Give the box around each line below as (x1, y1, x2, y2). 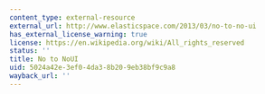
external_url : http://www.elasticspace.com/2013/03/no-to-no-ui (9, 21, 257, 30)
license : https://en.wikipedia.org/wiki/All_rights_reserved (9, 38, 245, 47)
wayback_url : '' (9, 72, 71, 81)
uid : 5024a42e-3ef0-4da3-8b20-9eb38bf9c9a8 (9, 64, 176, 73)
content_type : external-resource (9, 13, 136, 22)
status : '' (9, 47, 51, 56)
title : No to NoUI (9, 55, 79, 64)
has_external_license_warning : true (9, 30, 147, 38)
